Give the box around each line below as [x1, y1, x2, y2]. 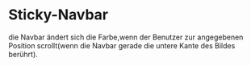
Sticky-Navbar [8, 6, 109, 24]
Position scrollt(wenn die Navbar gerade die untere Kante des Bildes [8, 40, 236, 50]
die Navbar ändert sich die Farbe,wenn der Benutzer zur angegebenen [8, 32, 244, 42]
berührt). [8, 49, 38, 59]
